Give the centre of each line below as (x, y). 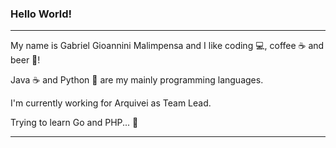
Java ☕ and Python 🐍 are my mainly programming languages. (137, 80)
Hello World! (41, 14)
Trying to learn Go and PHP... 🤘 (74, 123)
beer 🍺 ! (25, 60)
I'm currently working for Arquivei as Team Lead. (111, 103)
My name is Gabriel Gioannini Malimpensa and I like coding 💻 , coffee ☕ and (167, 46)
